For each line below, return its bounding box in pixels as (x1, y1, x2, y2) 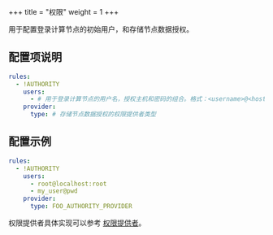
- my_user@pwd (29, 187, 79, 195)
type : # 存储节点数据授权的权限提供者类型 (29, 111, 157, 119)
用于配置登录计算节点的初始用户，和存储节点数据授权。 (8, 24, 193, 34)
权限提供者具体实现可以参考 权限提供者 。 (8, 218, 146, 228)
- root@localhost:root (29, 180, 107, 188)
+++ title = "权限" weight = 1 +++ (8, 7, 119, 16)
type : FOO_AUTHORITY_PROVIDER (29, 202, 132, 211)
